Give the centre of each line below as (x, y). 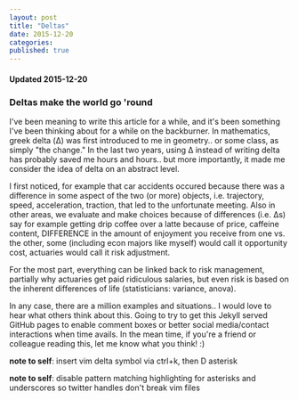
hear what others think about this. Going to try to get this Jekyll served (139, 315)
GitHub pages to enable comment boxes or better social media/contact (139, 325)
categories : (31, 42)
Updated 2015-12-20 (48, 79)
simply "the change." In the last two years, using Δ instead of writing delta (145, 150)
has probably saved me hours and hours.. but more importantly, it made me (147, 159)
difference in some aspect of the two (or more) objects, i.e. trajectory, (137, 196)
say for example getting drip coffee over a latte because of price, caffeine (145, 224)
